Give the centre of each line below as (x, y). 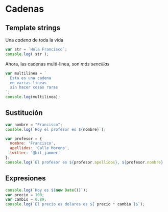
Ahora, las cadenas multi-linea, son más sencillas (57, 64)
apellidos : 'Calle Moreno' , (40, 148)
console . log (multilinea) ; (33, 97)
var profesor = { (24, 138)
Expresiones (26, 179)
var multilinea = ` (26, 73)
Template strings (33, 28)
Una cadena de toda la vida (34, 40)
